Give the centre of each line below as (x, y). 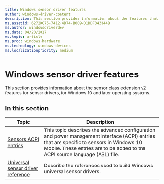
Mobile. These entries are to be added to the (95, 148)
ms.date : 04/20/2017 (26, 32)
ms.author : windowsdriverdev (35, 28)
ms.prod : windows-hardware (32, 41)
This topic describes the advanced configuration (100, 130)
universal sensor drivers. (72, 172)
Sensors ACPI (23, 139)
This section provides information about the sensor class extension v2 (76, 88)
